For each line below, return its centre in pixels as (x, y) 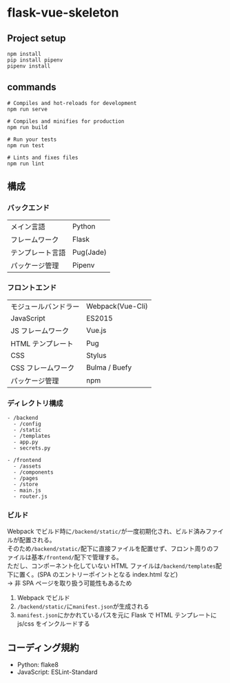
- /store (26, 485)
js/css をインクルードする (53, 624)
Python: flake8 (38, 665)
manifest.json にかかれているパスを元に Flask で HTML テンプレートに (117, 615)
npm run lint (26, 164)
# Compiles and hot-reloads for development (72, 103)
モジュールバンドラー (45, 307)
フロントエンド (32, 288)
